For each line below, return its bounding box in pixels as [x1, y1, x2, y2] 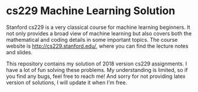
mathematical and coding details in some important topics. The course [6, 36, 178, 43]
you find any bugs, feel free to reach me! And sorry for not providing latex [6, 73, 186, 80]
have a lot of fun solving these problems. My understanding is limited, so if [6, 66, 188, 73]
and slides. [6, 48, 33, 55]
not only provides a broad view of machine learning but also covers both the [6, 29, 192, 37]
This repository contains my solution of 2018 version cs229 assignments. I [6, 60, 187, 67]
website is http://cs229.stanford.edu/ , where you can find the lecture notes [6, 42, 189, 50]
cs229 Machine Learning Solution [6, 4, 176, 18]
